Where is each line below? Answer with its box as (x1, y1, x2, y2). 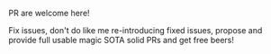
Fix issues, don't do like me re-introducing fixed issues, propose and (8, 25, 263, 35)
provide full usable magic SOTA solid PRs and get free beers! (8, 35, 235, 45)
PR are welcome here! (8, 8, 91, 18)
